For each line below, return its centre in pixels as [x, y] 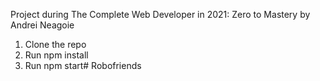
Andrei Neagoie [42, 25]
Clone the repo [55, 44]
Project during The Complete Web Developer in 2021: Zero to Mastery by [160, 14]
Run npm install [56, 55]
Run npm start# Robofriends [83, 65]
